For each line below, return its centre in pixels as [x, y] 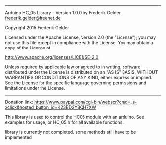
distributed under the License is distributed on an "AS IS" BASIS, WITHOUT [82, 72]
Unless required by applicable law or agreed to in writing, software [73, 67]
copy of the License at [28, 48]
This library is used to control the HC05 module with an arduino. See [75, 117]
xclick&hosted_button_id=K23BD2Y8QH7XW [51, 107]
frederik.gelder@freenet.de [33, 18]
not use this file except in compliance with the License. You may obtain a [79, 42]
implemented [19, 137]
